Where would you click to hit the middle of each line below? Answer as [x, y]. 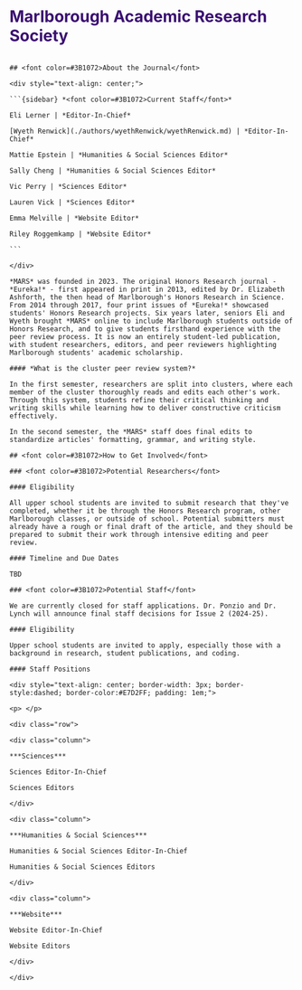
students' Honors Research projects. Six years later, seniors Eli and [147, 313]
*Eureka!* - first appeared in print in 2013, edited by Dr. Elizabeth [147, 289]
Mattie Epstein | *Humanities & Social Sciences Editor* [119, 155]
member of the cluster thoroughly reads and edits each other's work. [145, 392]
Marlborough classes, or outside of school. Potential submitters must [147, 519]
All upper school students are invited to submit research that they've [149, 503]
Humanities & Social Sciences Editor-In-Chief [99, 851]
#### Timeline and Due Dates [64, 558]
